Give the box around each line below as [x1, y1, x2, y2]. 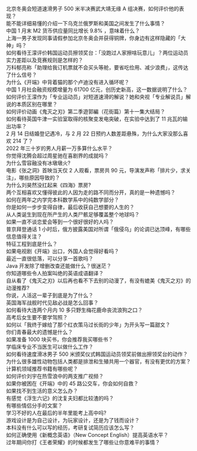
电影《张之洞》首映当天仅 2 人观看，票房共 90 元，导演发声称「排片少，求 [6, 167, 186, 173]
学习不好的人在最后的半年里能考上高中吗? [6, 409, 107, 416]
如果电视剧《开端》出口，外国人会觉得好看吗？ [6, 248, 119, 255]
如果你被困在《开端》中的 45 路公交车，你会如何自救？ [6, 380, 139, 387]
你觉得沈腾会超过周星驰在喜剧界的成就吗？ [6, 152, 109, 159]
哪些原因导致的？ [18, 174, 60, 181]
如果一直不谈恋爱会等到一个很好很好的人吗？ [6, 218, 114, 225]
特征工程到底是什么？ [6, 240, 57, 247]
